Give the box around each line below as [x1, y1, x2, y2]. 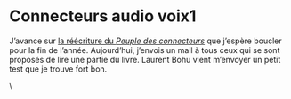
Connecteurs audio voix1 [9, 6, 197, 27]
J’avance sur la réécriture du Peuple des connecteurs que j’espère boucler [9, 35, 282, 46]
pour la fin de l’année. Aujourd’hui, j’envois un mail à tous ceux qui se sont [9, 44, 280, 55]
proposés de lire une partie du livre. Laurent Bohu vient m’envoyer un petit [9, 54, 281, 65]
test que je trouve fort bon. [9, 64, 108, 74]
